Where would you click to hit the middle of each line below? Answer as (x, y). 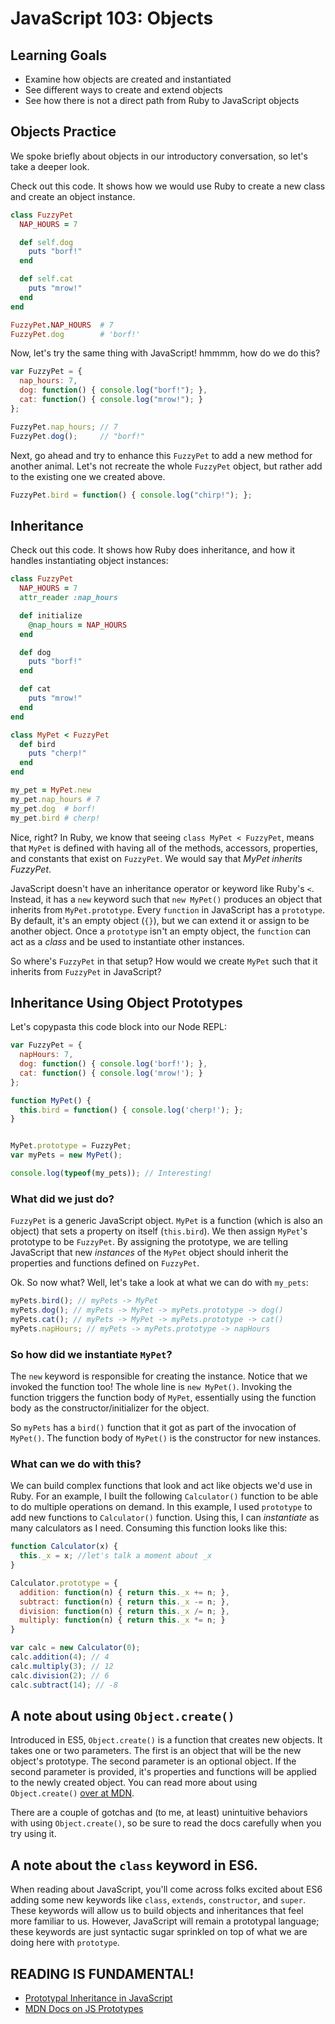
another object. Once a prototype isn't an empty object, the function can (161, 931)
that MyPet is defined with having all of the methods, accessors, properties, (164, 848)
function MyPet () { (51, 1100)
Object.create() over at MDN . (72, 1793)
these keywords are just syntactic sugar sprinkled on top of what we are (159, 1932)
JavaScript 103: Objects (112, 18)
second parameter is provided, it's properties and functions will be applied (163, 1772)
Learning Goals (59, 55)
